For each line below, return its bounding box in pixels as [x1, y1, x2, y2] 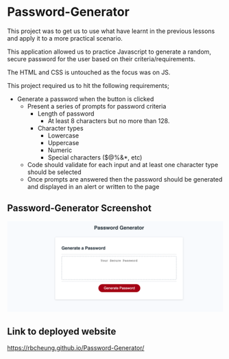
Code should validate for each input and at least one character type [27, 160, 219, 168]
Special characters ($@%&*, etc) [47, 153, 143, 162]
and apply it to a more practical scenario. [7, 34, 123, 42]
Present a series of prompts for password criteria [27, 102, 167, 110]
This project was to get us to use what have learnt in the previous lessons [7, 27, 215, 35]
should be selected [27, 168, 82, 176]
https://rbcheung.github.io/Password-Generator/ [7, 344, 145, 352]
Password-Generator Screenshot [7, 202, 152, 214]
